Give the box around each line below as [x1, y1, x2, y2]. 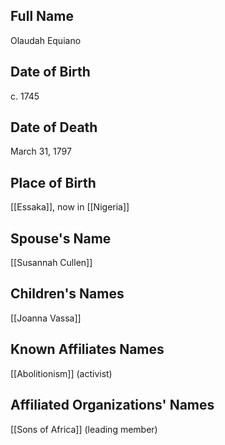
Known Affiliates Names [10, 341, 165, 358]
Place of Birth [10, 174, 97, 191]
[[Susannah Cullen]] [10, 257, 93, 269]
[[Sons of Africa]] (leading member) [10, 423, 158, 435]
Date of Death [10, 119, 98, 136]
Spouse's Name [10, 230, 112, 247]
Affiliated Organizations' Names [10, 397, 215, 414]
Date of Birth [10, 64, 91, 81]
